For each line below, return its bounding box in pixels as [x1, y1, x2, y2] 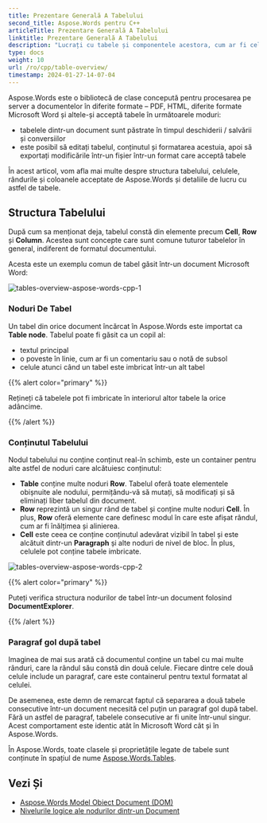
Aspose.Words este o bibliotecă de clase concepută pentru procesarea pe [8, 92, 252, 102]
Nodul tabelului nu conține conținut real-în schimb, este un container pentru [8, 455, 257, 464]
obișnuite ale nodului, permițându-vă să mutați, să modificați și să [19, 488, 235, 497]
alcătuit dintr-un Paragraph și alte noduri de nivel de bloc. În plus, [19, 539, 235, 548]
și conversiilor [19, 133, 66, 143]
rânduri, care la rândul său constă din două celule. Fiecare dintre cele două [8, 663, 254, 673]
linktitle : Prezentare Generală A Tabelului [8, 33, 158, 42]
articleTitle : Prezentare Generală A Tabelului [8, 26, 169, 34]
